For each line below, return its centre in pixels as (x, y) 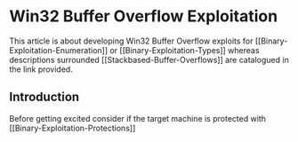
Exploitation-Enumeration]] (59, 50)
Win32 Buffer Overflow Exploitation (144, 16)
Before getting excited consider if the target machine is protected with (138, 118)
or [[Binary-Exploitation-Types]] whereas (185, 50)
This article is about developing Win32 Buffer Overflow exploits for (131, 41)
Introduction (44, 97)
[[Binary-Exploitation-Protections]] (72, 128)
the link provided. (41, 69)
